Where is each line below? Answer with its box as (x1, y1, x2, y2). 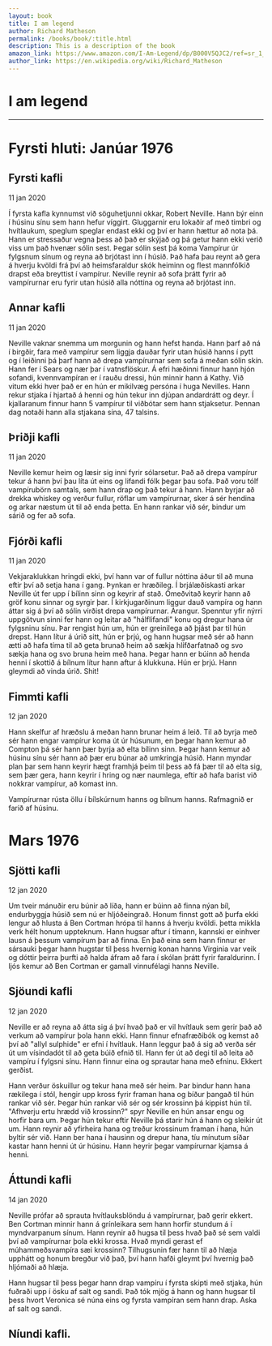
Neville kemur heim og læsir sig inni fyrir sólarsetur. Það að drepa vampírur (8, 468, 257, 478)
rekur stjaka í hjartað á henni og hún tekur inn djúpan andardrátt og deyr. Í (8, 390, 254, 400)
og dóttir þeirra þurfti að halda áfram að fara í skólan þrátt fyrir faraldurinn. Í (8, 953, 261, 962)
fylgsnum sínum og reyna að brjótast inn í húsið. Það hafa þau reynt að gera (8, 251, 261, 261)
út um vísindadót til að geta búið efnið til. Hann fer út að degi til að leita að (8, 1048, 253, 1057)
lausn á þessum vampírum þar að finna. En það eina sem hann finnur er (8, 936, 246, 945)
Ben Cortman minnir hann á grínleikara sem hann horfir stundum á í (8, 1219, 233, 1228)
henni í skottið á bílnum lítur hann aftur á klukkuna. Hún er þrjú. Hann (8, 658, 237, 667)
